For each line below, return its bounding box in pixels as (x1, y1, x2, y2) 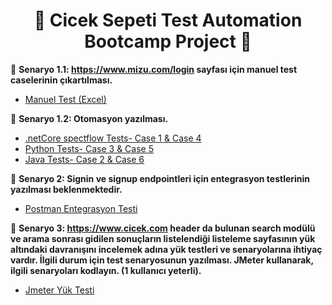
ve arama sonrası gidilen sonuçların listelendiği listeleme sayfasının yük (10, 232, 316, 244)
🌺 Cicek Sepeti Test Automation (33, 9, 303, 32)
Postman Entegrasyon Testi (24, 202, 138, 214)
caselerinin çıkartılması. (10, 74, 113, 86)
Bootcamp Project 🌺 (84, 30, 252, 53)
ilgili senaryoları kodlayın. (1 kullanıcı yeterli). (10, 264, 202, 276)
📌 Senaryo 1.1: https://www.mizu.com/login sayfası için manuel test (10, 63, 298, 75)
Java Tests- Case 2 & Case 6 (24, 153, 145, 165)
